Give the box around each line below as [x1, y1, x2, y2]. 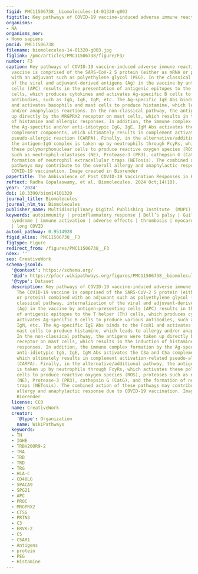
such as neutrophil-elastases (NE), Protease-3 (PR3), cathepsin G [11, 151, 181, 157]
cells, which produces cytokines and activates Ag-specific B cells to [11, 91, 192, 97]
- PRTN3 [11, 515, 31, 521]
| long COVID [11, 223, 44, 229]
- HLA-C [11, 471, 31, 477]
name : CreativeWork [11, 405, 60, 411]
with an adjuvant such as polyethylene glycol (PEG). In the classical [11, 75, 192, 80]
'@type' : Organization [16, 415, 72, 422]
